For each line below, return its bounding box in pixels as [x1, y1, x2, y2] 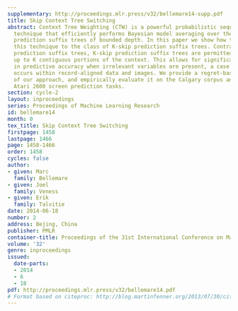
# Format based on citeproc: [7, 293, 93, 300]
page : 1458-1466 [7, 142, 55, 149]
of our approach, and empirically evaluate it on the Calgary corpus [13, 76, 223, 83]
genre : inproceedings [7, 247, 72, 254]
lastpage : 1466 [7, 135, 52, 142]
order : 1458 [7, 148, 42, 155]
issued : [7, 254, 30, 261]
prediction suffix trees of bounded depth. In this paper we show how [13, 37, 227, 44]
